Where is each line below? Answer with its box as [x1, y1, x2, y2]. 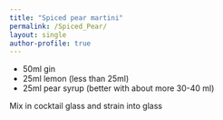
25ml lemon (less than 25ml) [22, 74, 130, 85]
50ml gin [22, 64, 56, 75]
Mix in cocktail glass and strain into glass [9, 101, 163, 112]
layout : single [9, 30, 67, 39]
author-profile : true [9, 38, 92, 48]
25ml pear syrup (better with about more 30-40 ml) [22, 83, 215, 94]
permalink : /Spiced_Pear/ [9, 22, 107, 31]
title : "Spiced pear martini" [9, 13, 124, 23]
